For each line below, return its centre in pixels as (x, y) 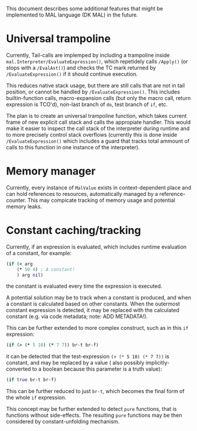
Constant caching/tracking (74, 231)
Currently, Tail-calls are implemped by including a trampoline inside (88, 55)
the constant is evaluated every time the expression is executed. (84, 286)
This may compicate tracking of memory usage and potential (101, 200)
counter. (16, 200)
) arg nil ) (30, 275)
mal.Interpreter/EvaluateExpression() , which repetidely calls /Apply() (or (97, 61)
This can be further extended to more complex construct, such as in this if (97, 328)
